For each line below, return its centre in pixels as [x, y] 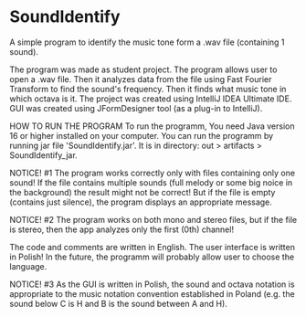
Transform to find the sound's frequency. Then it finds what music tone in [148, 89]
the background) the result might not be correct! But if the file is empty [142, 192]
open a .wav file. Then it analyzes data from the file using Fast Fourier [141, 79]
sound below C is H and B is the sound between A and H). [119, 303]
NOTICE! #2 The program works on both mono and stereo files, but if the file [153, 219]
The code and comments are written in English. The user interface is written [152, 247]
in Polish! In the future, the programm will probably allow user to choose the [152, 257]
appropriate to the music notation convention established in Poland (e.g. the [152, 293]
